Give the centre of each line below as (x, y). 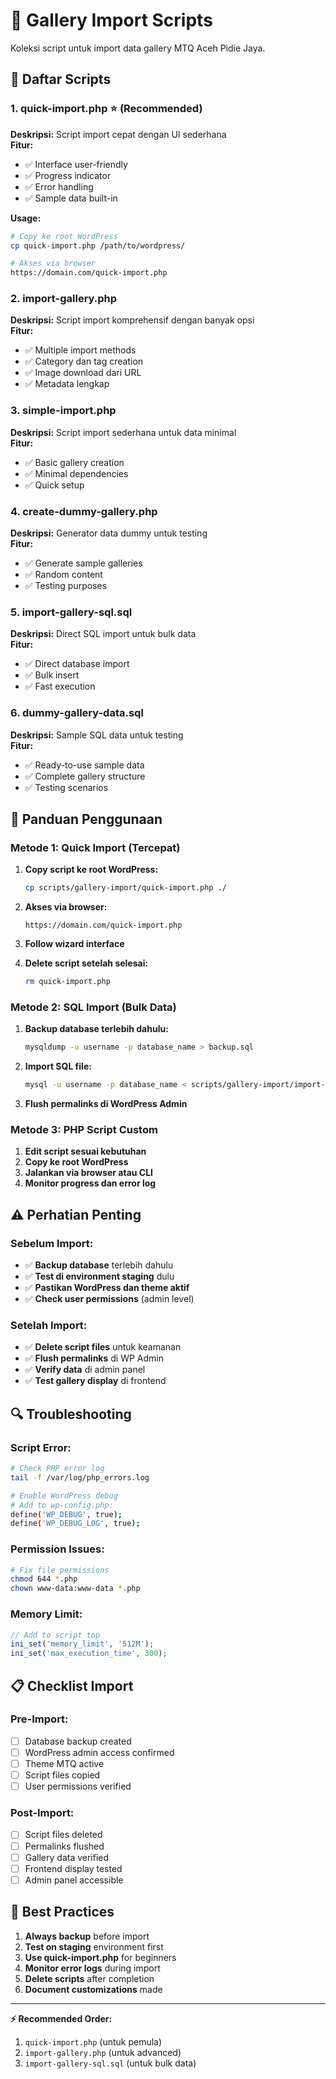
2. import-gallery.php (64, 299)
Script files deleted (63, 1835)
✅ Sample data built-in (71, 198)
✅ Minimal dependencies (76, 473)
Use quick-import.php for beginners (100, 1957)
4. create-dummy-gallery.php (84, 511)
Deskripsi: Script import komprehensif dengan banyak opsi (132, 320)
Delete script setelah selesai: (86, 963)
